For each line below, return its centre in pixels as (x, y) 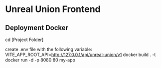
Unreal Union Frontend (53, 9)
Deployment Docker (37, 28)
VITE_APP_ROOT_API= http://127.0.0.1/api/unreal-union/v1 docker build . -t (80, 54)
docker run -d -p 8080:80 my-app (40, 60)
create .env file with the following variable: (49, 49)
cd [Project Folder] (24, 39)
